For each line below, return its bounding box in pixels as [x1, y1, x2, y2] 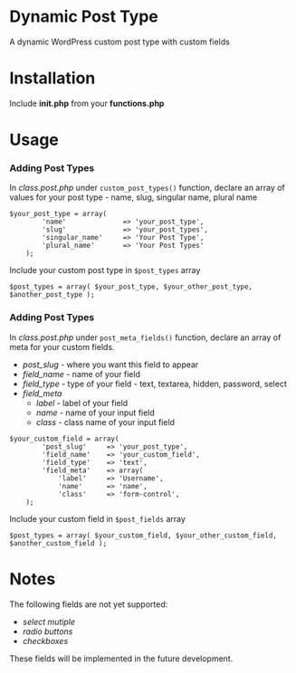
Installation [9, 68, 96, 89]
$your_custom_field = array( [9, 434, 119, 443]
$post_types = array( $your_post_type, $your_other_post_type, [9, 282, 253, 291]
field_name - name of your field [22, 368, 140, 379]
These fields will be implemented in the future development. [9, 653, 234, 664]
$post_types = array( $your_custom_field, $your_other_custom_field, [9, 531, 278, 540]
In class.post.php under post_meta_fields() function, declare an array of [9, 332, 282, 343]
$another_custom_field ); [9, 538, 107, 548]
